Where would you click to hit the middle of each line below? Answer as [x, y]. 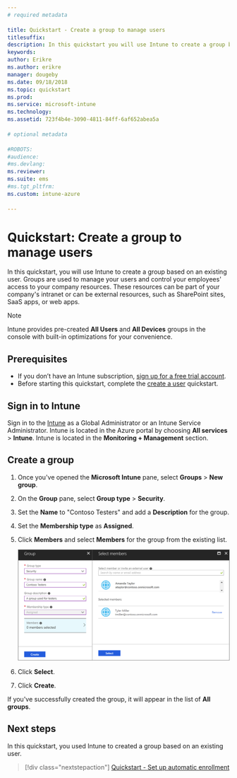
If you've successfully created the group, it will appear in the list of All [109, 699]
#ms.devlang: [26, 164]
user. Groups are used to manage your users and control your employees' [115, 279]
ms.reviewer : [26, 172]
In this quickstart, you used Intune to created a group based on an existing [115, 745]
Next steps [32, 729]
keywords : [22, 52]
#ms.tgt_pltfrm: [31, 187]
